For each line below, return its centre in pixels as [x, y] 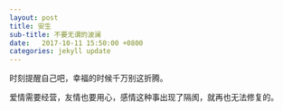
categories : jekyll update [60, 51]
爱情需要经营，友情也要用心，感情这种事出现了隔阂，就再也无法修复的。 [144, 97]
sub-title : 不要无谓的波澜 [56, 34]
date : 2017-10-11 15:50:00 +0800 [76, 43]
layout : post [34, 18]
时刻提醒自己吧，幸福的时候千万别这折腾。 [89, 79]
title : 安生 [30, 26]
